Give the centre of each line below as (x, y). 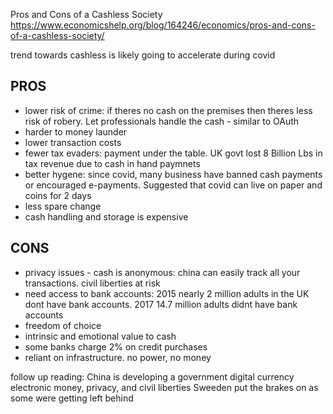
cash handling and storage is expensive (106, 216)
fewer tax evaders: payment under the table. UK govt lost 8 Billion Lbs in (173, 153)
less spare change (63, 206)
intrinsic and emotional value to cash (100, 336)
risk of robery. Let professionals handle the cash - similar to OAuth (162, 121)
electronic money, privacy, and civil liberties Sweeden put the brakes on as (164, 387)
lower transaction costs (73, 142)
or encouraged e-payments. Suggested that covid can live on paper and (173, 185)
